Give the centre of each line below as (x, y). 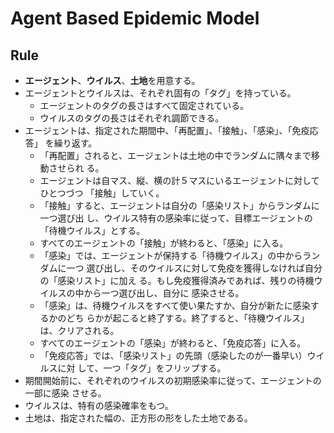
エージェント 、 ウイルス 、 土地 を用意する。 (112, 80)
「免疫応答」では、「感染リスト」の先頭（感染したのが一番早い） (173, 355)
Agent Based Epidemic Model (135, 18)
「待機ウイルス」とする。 (92, 230)
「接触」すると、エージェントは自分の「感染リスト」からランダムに (179, 205)
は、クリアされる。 (79, 330)
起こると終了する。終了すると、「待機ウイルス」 (211, 318)
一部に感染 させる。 (65, 393)
